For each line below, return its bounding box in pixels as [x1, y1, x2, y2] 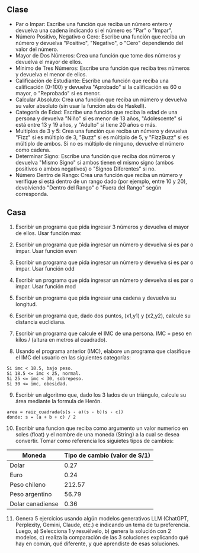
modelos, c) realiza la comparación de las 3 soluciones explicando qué [15, 533, 189, 541]
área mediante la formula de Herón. [15, 397, 102, 404]
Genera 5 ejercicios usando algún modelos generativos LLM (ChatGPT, [15, 515, 189, 522]
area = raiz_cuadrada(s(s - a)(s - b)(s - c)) [7, 409, 124, 415]
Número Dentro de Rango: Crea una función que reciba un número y [15, 171, 182, 178]
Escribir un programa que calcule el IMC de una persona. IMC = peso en [15, 330, 192, 337]
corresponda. [15, 190, 49, 197]
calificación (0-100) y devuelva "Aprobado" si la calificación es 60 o [15, 83, 181, 91]
